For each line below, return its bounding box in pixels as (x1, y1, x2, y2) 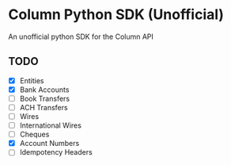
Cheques (19, 129, 50, 140)
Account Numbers (19, 139, 80, 148)
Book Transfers (19, 94, 70, 103)
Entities (19, 75, 44, 85)
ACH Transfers (19, 102, 69, 112)
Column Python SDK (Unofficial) (8, 6, 224, 24)
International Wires (19, 121, 81, 130)
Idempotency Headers (19, 148, 93, 157)
